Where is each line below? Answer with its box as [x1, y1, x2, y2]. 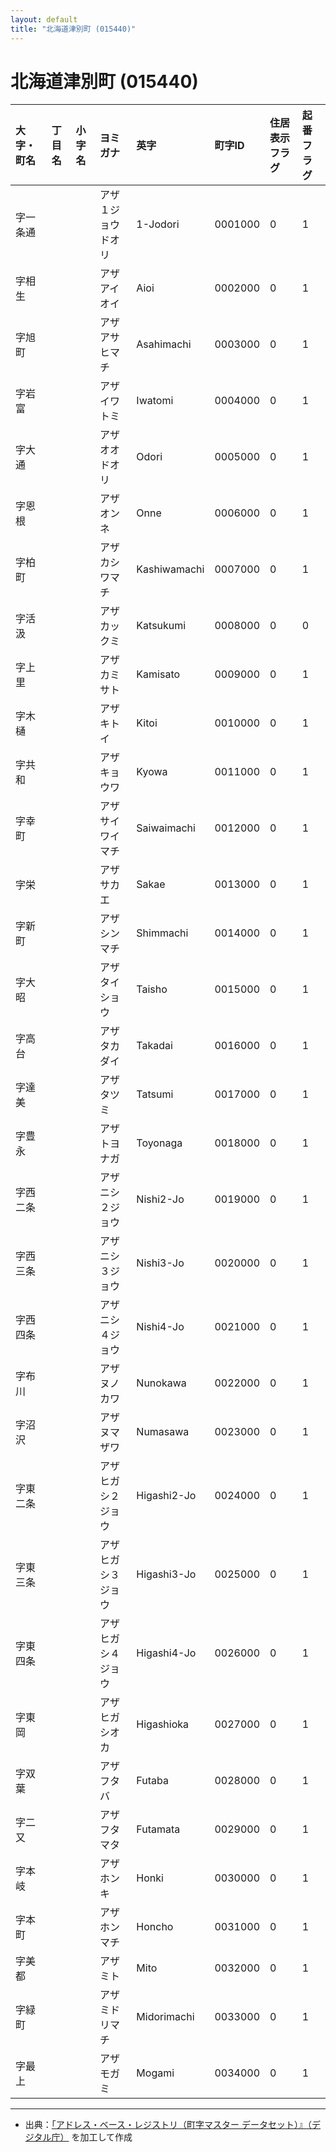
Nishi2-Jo [136, 1192, 185, 1206]
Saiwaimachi [136, 821, 196, 835]
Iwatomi [136, 394, 174, 408]
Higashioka [136, 1717, 190, 1731]
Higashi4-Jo [136, 1646, 197, 1660]
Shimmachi [136, 926, 189, 940]
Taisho [136, 982, 168, 996]
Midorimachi [136, 2010, 195, 2024]
